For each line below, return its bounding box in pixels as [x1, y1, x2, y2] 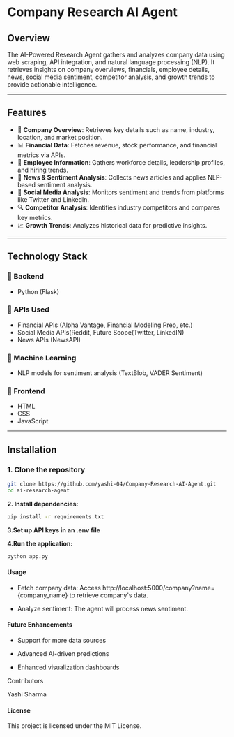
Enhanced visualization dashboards [17, 663, 120, 671]
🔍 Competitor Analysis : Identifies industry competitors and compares [17, 203, 221, 212]
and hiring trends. [17, 166, 68, 174]
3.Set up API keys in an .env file [7, 525, 101, 534]
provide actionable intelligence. [7, 80, 97, 88]
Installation [7, 444, 57, 455]
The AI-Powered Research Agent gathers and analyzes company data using [7, 50, 225, 59]
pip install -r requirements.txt [7, 513, 104, 520]
